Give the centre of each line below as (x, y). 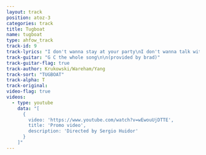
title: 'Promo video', (57, 126)
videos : (16, 97)
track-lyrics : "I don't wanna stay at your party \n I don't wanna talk (98, 52)
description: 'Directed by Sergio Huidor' (83, 131)
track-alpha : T (26, 80)
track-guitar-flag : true (38, 63)
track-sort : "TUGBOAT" (35, 74)
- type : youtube (32, 103)
